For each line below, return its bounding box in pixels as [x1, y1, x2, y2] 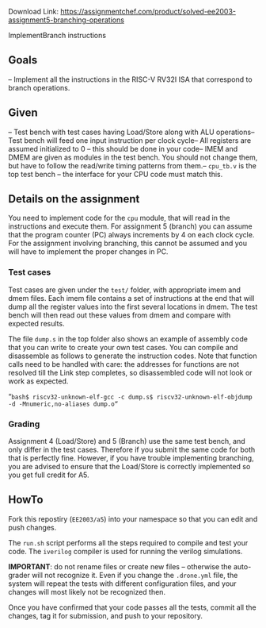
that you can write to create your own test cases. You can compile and [8, 342, 238, 352]
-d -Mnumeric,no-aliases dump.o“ [8, 400, 119, 408]
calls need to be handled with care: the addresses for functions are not [8, 359, 240, 368]
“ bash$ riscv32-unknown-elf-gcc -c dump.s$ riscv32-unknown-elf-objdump [8, 391, 253, 401]
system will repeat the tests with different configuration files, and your [8, 579, 237, 588]
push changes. [8, 522, 57, 532]
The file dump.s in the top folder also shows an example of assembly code [8, 333, 248, 344]
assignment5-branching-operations [8, 15, 125, 25]
